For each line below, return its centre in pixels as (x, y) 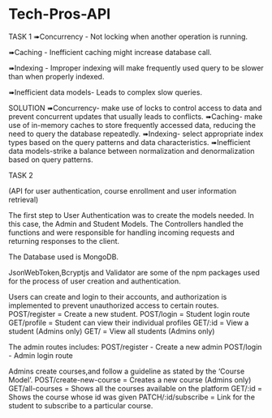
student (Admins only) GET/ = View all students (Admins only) (112, 331)
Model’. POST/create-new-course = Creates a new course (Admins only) (130, 380)
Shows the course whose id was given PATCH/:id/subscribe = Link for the (132, 397)
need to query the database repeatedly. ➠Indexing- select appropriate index (136, 134)
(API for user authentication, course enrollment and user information (123, 190)
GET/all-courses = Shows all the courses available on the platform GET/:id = (135, 388)
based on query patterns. (51, 160)
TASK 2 (21, 175)
